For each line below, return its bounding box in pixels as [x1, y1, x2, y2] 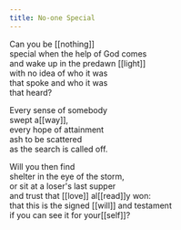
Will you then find [9, 161, 75, 172]
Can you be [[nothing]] [9, 38, 96, 49]
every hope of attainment [9, 124, 105, 135]
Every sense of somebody [9, 104, 107, 115]
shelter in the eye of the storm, [9, 171, 125, 182]
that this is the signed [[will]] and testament [9, 200, 173, 211]
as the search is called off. [9, 143, 108, 154]
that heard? [9, 87, 53, 98]
